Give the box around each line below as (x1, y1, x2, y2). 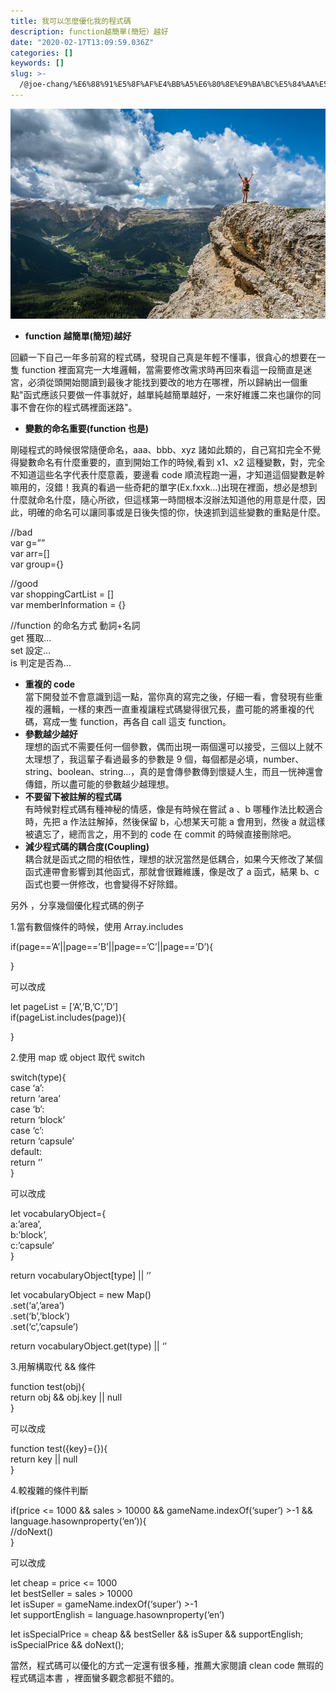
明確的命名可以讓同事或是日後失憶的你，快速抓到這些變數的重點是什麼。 (27, 506, 326, 518)
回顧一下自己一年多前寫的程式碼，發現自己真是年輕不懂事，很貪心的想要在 (10, 351, 317, 363)
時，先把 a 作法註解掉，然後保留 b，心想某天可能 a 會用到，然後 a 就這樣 (24, 815, 326, 827)
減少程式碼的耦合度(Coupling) (24, 840, 150, 852)
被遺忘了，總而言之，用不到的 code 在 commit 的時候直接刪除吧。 (24, 828, 297, 840)
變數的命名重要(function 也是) (24, 422, 150, 434)
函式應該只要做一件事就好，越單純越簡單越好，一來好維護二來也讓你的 (23, 388, 313, 400)
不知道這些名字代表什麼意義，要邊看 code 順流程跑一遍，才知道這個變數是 (10, 468, 317, 480)
